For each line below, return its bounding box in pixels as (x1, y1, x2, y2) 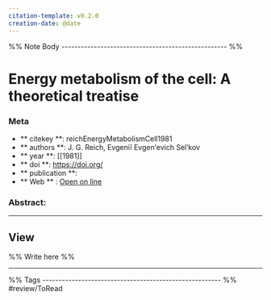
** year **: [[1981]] (19, 151, 82, 160)
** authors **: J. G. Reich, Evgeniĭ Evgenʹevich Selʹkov (19, 142, 200, 152)
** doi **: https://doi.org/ (19, 159, 103, 169)
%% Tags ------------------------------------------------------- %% (8, 275, 237, 285)
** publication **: (19, 168, 78, 177)
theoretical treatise (8, 86, 140, 105)
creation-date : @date (8, 19, 81, 27)
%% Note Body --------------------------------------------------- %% (8, 41, 244, 51)
